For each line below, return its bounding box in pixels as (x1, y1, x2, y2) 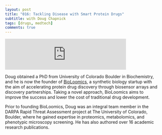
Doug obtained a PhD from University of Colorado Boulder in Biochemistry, (5, 74, 154, 80)
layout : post (5, 7, 31, 12)
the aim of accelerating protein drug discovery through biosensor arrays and (5, 84, 158, 90)
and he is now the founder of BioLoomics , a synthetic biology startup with (5, 79, 152, 85)
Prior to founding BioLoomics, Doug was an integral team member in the (5, 104, 149, 110)
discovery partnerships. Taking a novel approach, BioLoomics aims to (5, 89, 144, 95)
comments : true (5, 25, 36, 30)
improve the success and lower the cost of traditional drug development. (5, 94, 150, 100)
